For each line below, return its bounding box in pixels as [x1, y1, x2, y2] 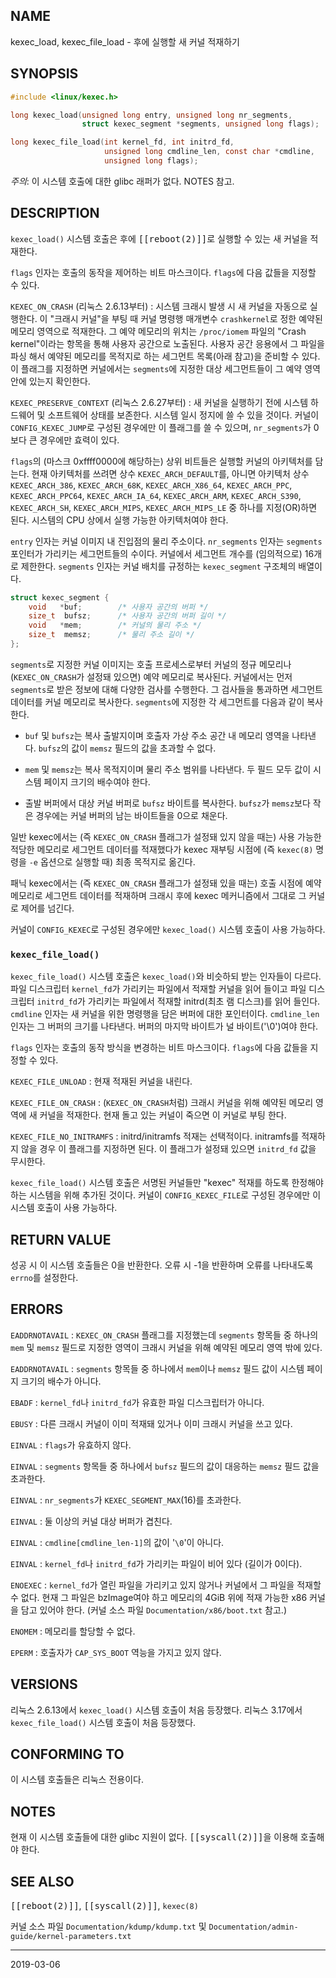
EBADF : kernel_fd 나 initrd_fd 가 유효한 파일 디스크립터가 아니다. [10, 1396, 265, 1408]
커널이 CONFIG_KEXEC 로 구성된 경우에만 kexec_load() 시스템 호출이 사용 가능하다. [10, 923, 326, 935]
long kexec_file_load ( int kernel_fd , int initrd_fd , [10, 137, 235, 148]
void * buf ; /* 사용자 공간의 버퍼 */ [28, 602, 209, 612]
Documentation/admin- [208, 1922, 299, 1933]
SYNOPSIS [10, 65, 79, 83]
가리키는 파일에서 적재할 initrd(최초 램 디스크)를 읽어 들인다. [87, 995, 321, 1008]
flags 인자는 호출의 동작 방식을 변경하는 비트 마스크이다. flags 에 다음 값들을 [10, 1042, 308, 1054]
